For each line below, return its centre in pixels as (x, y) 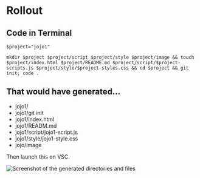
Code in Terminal (39, 33)
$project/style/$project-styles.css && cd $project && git (112, 68)
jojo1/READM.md (36, 125)
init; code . (23, 73)
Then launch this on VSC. (38, 157)
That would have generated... (64, 92)
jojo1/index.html (35, 119)
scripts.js (20, 68)
